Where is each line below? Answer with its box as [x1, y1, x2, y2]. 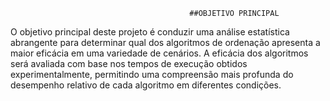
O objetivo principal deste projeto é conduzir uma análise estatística [10, 26, 290, 38]
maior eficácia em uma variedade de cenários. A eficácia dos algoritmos [10, 47, 309, 59]
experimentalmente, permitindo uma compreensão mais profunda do [10, 69, 294, 80]
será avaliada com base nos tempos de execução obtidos [10, 58, 248, 69]
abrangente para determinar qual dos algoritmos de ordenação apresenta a [10, 37, 321, 48]
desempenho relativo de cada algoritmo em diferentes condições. [10, 79, 282, 91]
